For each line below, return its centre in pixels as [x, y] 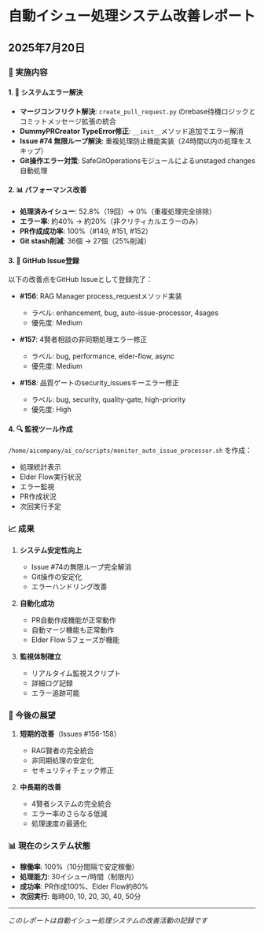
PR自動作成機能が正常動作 [73, 620]
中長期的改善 [40, 787]
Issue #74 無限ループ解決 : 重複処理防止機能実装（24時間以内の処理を [132, 141]
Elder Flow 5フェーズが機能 [75, 640]
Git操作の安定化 [57, 577]
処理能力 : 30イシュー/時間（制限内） [79, 877]
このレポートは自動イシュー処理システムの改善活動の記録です [108, 921]
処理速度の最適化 [59, 823]
